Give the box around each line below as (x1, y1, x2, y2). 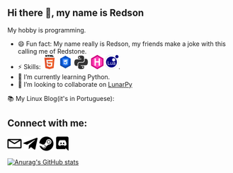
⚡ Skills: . (17, 62, 120, 71)
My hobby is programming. (7, 25, 86, 34)
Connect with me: (7, 117, 88, 129)
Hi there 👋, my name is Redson (7, 7, 144, 19)
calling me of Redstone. (17, 47, 87, 55)
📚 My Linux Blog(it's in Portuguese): (7, 94, 115, 102)
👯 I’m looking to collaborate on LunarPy (17, 80, 132, 88)
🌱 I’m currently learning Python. (17, 72, 110, 81)
